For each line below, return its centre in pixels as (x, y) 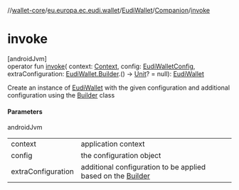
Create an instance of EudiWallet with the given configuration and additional (118, 88)
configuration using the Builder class (61, 95)
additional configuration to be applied (143, 167)
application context (113, 144)
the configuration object (121, 156)
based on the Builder (116, 176)
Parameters (25, 111)
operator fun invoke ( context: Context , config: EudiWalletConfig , (101, 66)
